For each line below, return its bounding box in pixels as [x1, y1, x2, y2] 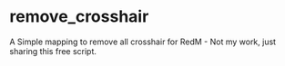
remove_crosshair [9, 6, 149, 27]
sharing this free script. [9, 45, 97, 56]
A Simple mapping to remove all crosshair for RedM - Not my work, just [9, 36, 276, 47]
